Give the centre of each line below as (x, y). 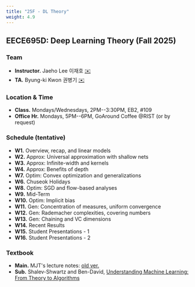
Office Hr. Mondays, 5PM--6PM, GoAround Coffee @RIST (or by (93, 116)
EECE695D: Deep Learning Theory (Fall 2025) (91, 41)
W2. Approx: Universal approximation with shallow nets (81, 156)
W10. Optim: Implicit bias (45, 200)
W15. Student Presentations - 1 (52, 231)
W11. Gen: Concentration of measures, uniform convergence (88, 206)
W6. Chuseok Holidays (42, 182)
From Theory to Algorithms (47, 278)
